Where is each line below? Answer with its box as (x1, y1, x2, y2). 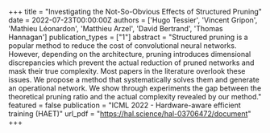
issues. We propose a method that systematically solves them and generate (8, 75, 260, 84)
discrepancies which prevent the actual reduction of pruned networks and (8, 58, 255, 67)
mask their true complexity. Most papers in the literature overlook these (8, 66, 246, 75)
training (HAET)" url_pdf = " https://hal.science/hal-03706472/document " (8, 109, 251, 119)
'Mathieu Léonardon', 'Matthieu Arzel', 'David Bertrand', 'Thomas (8, 24, 223, 33)
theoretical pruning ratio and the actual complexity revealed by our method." (8, 92, 262, 101)
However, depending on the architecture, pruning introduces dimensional (8, 50, 251, 58)
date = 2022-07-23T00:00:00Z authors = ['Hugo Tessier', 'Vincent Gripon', (8, 15, 258, 25)
